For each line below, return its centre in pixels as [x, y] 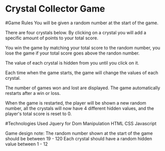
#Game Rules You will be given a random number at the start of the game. [82, 23]
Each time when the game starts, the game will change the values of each [82, 72]
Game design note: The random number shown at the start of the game [79, 133]
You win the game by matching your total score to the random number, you [83, 47]
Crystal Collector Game [55, 9]
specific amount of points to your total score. [52, 38]
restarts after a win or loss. [33, 93]
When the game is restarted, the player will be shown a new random [76, 103]
